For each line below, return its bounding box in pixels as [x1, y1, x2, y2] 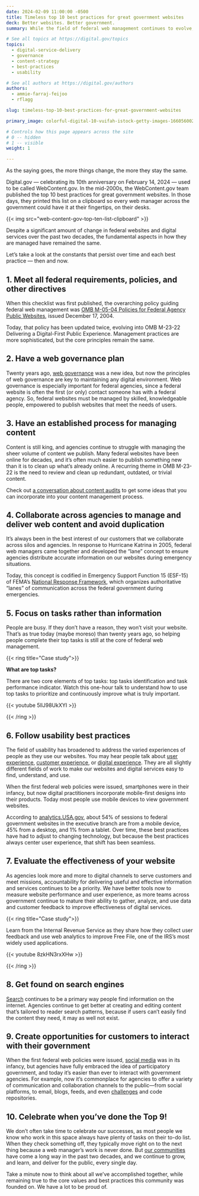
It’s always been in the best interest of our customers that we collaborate [6, 535, 184, 542]
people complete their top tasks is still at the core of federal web [6, 637, 163, 644]
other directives [6, 284, 66, 294]
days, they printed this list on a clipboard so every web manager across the [6, 198, 190, 205]
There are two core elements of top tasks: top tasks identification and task [6, 678, 188, 685]
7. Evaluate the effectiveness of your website [6, 856, 176, 866]
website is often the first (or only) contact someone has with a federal [6, 388, 176, 396]
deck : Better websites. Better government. [6, 20, 115, 26]
